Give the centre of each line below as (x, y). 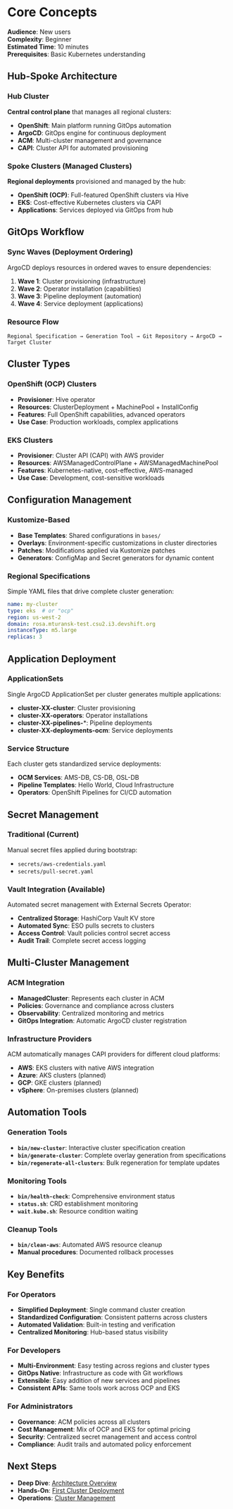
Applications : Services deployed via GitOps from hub (95, 210)
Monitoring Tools (37, 1181)
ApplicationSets (36, 678)
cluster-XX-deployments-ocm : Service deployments (95, 730)
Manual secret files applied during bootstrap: (73, 850)
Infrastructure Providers (50, 1039)
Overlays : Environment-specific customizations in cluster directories (117, 543)
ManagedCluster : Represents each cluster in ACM (91, 998)
